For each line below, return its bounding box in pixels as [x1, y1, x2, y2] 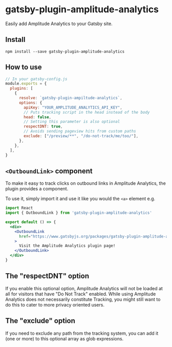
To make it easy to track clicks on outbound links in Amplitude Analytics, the [5, 180, 166, 186]
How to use [5, 63, 42, 72]
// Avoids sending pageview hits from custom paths [24, 129, 137, 134]
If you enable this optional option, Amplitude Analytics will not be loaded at [5, 285, 163, 291]
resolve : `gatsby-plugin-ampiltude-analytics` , [18, 96, 123, 101]
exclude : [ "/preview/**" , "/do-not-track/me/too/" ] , [24, 134, 139, 139]
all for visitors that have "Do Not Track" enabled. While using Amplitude [5, 291, 156, 297]
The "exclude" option [5, 316, 76, 326]
